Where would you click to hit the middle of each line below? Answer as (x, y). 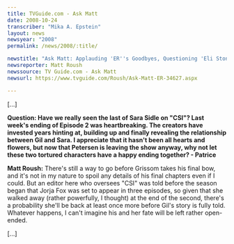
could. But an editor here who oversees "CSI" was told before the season (112, 183)
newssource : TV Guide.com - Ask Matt (62, 71)
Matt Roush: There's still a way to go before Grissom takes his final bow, (111, 168)
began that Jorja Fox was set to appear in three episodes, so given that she (115, 190)
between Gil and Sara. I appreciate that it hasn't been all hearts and (106, 139)
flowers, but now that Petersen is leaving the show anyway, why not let (112, 147)
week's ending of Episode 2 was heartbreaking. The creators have (105, 125)
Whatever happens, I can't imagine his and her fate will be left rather (105, 213)
